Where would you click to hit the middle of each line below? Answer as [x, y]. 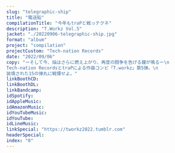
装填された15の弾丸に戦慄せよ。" [42, 73]
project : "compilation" [36, 46]
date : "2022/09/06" [31, 57]
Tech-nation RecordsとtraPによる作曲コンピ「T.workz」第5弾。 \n [82, 68]
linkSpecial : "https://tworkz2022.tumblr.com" [66, 130]
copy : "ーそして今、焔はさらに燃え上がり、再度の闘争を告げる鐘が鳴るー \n [88, 62]
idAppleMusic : [24, 101]
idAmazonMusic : [25, 107]
